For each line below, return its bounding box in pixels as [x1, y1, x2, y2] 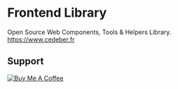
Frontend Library [7, 5, 107, 21]
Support [7, 56, 44, 67]
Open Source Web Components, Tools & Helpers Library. [7, 28, 172, 36]
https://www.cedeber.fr [7, 35, 75, 43]
